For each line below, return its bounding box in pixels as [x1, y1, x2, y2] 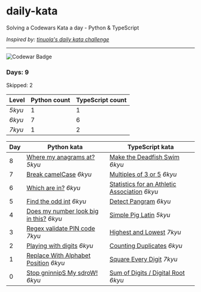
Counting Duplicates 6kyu [109, 242, 182, 250]
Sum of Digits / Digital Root [109, 269, 185, 277]
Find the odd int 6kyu [26, 197, 87, 205]
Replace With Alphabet [26, 251, 91, 260]
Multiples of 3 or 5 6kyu [109, 170, 177, 178]
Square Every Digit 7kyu [109, 255, 178, 264]
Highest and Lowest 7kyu [109, 228, 181, 237]
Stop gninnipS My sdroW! [26, 269, 98, 277]
